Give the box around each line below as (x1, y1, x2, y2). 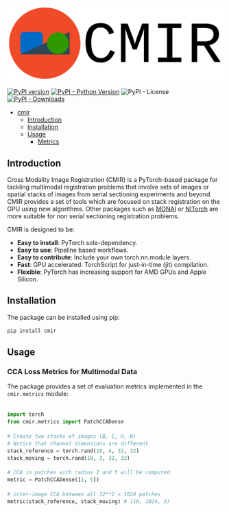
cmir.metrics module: (7, 390, 69, 398)
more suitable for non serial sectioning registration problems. (7, 212, 180, 220)
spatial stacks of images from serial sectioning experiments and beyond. (7, 190, 213, 198)
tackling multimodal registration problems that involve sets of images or (7, 183, 209, 191)
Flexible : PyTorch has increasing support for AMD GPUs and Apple (16, 268, 207, 276)
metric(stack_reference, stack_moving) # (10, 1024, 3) (7, 498, 170, 505)
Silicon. (16, 275, 38, 283)
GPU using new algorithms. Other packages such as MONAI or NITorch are (7, 205, 219, 213)
